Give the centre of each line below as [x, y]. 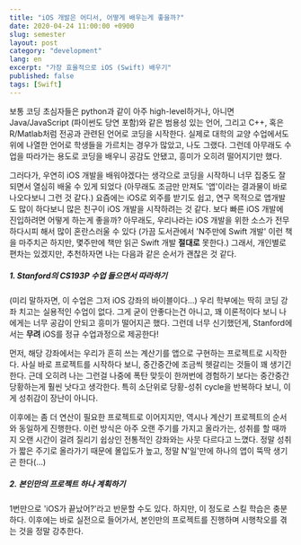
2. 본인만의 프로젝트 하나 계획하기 [67, 484]
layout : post [34, 43]
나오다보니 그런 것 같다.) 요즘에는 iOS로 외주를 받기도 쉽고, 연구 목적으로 [136, 198]
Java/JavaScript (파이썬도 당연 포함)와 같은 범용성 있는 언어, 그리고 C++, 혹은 [147, 122]
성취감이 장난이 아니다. [58, 398]
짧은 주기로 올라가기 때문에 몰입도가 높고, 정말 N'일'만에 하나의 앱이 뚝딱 [145, 451]
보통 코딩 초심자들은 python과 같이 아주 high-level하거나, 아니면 [122, 111]
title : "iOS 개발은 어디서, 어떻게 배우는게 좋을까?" [97, 18]
